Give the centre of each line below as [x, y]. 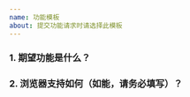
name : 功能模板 [34, 17]
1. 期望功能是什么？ [50, 58]
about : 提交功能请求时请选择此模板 [66, 26]
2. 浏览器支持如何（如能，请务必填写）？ [96, 84]
